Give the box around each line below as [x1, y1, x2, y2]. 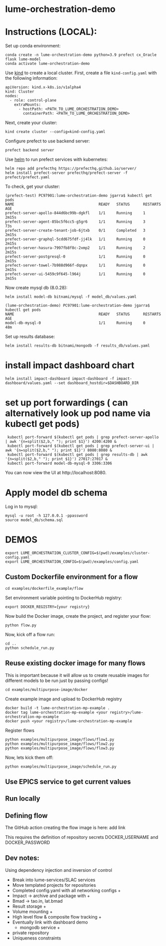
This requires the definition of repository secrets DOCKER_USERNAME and [5, 834, 159, 840]
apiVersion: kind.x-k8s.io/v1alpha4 [5, 85, 81, 90]
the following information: [5, 75, 58, 81]
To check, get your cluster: [5, 183, 61, 190]
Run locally [5, 795, 41, 803]
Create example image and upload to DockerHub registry [5, 696, 122, 702]
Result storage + [12, 903, 46, 909]
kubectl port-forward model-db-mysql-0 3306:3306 [7, 461, 112, 466]
